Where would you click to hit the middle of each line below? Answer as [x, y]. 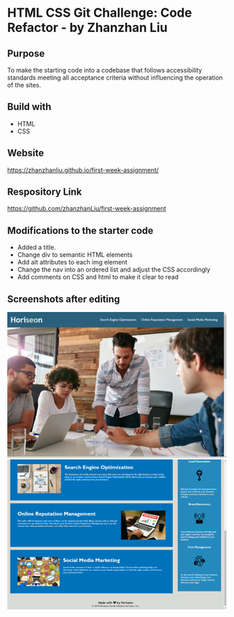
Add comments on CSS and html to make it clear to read [98, 277]
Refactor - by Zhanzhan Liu [87, 28]
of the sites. [24, 85]
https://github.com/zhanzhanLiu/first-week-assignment [87, 209]
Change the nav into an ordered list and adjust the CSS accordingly [114, 269]
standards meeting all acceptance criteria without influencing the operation [115, 77]
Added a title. [37, 247]
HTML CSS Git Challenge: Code [100, 13]
